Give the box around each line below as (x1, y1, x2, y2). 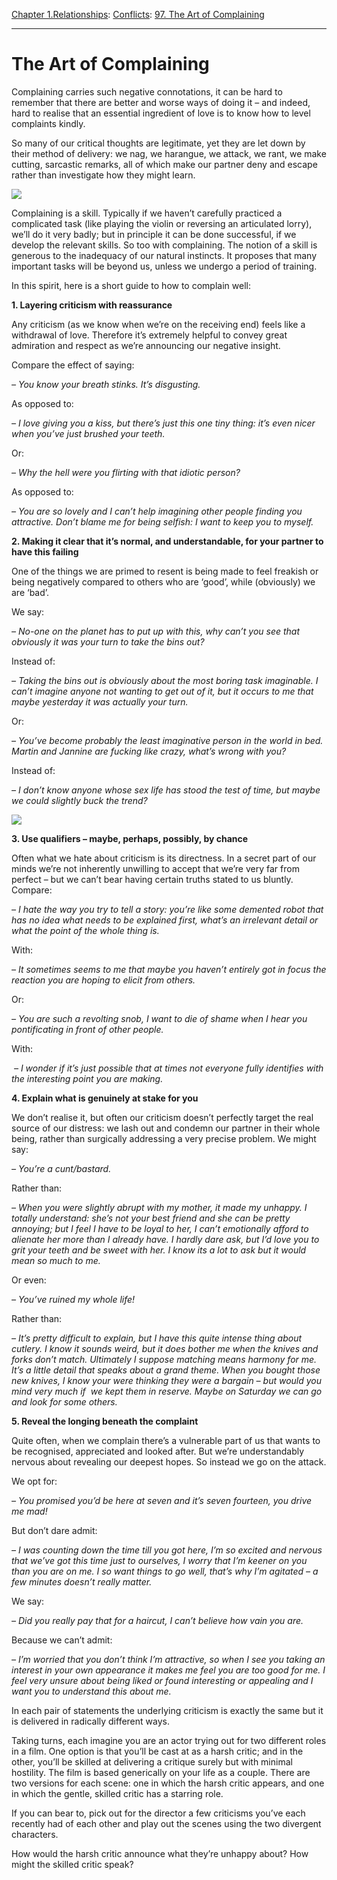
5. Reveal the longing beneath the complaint (11, 1415, 199, 1427)
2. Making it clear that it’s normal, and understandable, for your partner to (11, 535, 324, 547)
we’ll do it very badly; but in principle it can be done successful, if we (11, 228, 297, 240)
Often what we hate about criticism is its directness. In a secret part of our (11, 852, 317, 864)
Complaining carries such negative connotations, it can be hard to (11, 85, 283, 98)
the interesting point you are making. (11, 1072, 164, 1084)
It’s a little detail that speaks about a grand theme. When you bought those (11, 1364, 321, 1376)
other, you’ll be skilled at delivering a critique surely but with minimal (11, 1755, 293, 1768)
